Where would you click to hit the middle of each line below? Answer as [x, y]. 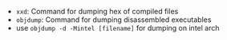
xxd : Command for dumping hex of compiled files [97, 11]
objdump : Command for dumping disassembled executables [113, 20]
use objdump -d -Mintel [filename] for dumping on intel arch [118, 28]
